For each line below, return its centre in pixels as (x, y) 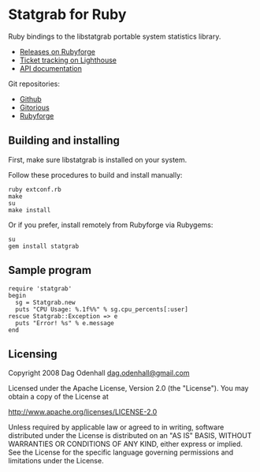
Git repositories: (34, 84)
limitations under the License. (56, 461)
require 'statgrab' (40, 288)
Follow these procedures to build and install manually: (95, 174)
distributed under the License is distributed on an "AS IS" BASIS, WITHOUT (130, 436)
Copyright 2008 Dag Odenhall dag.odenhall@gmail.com (99, 373)
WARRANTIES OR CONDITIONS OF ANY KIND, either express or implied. (125, 444)
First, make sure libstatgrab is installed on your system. (98, 159)
